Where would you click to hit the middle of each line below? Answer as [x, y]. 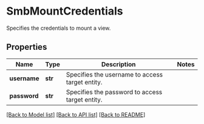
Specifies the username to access [114, 74]
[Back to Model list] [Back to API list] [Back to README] [76, 114]
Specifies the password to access [114, 92]
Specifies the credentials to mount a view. [59, 28]
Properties [27, 47]
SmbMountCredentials [65, 11]
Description [118, 64]
